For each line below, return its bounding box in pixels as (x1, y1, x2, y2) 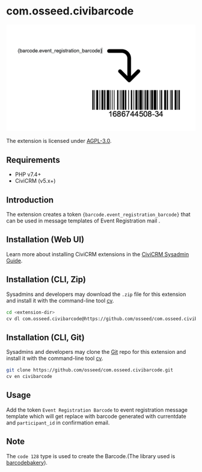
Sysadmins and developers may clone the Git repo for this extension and (6, 348, 186, 356)
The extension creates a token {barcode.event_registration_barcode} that (6, 211, 191, 218)
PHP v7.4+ (14, 171, 41, 178)
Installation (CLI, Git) (6, 332, 85, 342)
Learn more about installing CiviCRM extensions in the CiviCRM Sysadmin (6, 250, 189, 257)
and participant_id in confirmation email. (6, 419, 110, 426)
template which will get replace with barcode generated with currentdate (6, 412, 186, 420)
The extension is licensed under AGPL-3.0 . (6, 137, 112, 145)
